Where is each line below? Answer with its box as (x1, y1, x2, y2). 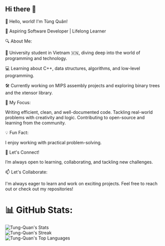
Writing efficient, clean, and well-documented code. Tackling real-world (5, 109, 153, 115)
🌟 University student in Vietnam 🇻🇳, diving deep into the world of (5, 50, 141, 56)
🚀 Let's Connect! (5, 149, 40, 155)
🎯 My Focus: (5, 99, 31, 105)
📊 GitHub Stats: (5, 204, 73, 215)
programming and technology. (5, 55, 67, 61)
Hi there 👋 (5, 5, 36, 14)
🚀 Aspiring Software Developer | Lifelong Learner (5, 28, 106, 34)
